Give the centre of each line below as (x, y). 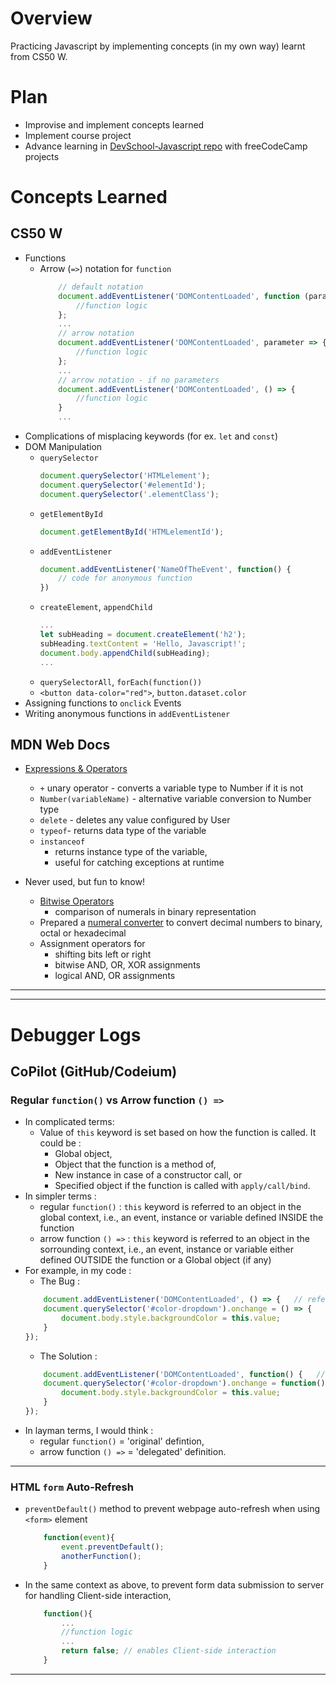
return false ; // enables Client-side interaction (169, 1651)
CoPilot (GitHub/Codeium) (94, 1071)
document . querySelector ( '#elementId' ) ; (123, 485)
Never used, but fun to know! (84, 882)
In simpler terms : (60, 1196)
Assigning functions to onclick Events (103, 703)
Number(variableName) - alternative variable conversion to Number (175, 799)
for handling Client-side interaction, (98, 1595)
